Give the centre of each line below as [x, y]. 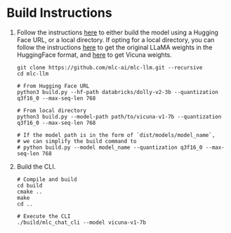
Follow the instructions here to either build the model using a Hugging [118, 32]
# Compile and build [47, 179]
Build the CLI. [36, 166]
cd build [29, 185]
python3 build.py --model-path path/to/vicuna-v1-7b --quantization [119, 116]
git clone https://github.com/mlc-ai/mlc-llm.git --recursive [110, 67]
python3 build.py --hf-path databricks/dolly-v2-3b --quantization [117, 92]
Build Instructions [60, 13]
